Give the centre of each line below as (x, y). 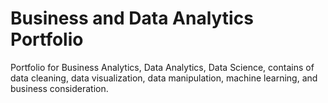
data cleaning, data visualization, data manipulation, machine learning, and (164, 78)
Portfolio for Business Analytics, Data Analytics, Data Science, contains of (162, 67)
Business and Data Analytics (132, 18)
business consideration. (59, 88)
